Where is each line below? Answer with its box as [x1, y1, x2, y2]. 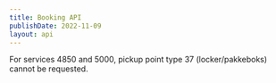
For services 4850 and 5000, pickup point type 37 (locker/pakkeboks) [9, 54, 268, 65]
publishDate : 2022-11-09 [9, 21, 102, 30]
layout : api [9, 29, 54, 38]
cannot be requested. [9, 63, 88, 74]
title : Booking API [9, 12, 82, 22]
